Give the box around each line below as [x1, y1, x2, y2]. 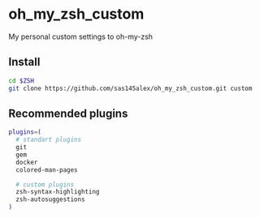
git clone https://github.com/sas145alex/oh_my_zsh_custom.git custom [8, 84, 253, 92]
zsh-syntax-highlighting [15, 188, 100, 196]
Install [8, 55, 41, 69]
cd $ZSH [8, 76, 35, 85]
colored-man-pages [15, 165, 79, 174]
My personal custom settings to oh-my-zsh [8, 32, 153, 41]
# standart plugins [15, 135, 82, 144]
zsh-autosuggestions [15, 195, 85, 203]
